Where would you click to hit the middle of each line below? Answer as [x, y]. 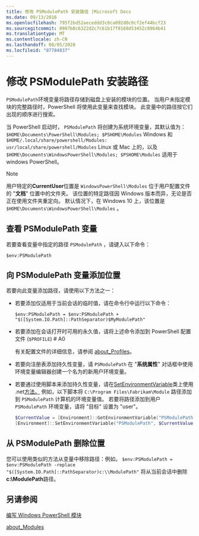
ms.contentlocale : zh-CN [37, 39]
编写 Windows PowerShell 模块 [44, 515]
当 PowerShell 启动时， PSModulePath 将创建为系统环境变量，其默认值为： [96, 127]
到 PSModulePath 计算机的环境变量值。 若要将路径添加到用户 [88, 399]
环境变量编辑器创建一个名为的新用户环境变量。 [72, 372]
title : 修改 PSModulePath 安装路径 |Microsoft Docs [69, 12]
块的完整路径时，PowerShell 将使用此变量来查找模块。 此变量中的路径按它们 [99, 106]
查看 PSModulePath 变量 [52, 229]
